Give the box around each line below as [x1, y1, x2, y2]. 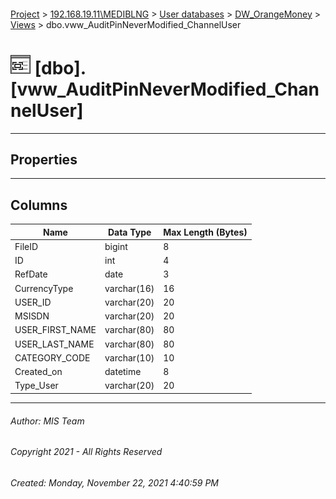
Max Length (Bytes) [163, 226, 248, 238]
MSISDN [14, 310, 50, 322]
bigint [104, 240, 128, 252]
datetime [104, 366, 142, 378]
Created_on [14, 366, 63, 378]
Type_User [14, 380, 59, 392]
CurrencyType [14, 282, 74, 294]
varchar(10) [104, 351, 155, 364]
